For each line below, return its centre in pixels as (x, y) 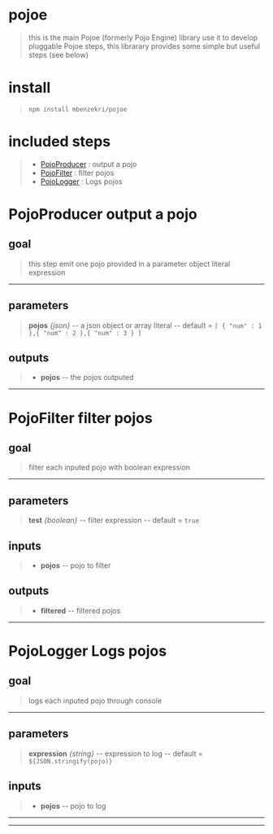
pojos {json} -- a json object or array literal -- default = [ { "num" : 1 (145, 325)
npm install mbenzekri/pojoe (78, 109)
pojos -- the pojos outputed (87, 378)
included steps (60, 142)
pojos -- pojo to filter (76, 565)
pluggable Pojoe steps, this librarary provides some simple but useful (144, 46)
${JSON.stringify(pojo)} (70, 761)
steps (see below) (58, 55)
